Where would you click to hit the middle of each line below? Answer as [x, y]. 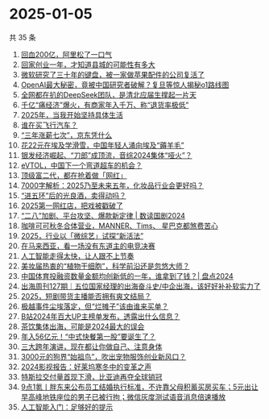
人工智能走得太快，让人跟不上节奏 [77, 255]
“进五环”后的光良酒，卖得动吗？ [74, 195]
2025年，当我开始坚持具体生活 [72, 114]
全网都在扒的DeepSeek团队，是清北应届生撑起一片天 [108, 94]
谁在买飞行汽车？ [49, 125]
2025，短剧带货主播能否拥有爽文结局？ [86, 296]
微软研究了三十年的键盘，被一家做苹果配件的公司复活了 [112, 74]
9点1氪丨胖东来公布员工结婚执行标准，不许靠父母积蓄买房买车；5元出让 [139, 387]
